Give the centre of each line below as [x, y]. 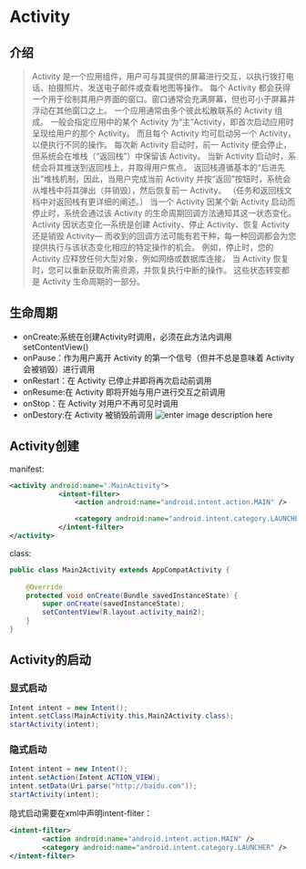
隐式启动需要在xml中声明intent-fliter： [81, 812]
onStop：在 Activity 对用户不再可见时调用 [101, 403]
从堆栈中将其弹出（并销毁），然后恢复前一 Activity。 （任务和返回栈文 [162, 190]
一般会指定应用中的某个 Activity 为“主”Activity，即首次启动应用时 [172, 122]
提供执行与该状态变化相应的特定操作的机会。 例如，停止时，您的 [153, 247]
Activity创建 [45, 446]
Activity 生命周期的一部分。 [94, 281]
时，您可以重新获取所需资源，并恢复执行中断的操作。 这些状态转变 [157, 270]
